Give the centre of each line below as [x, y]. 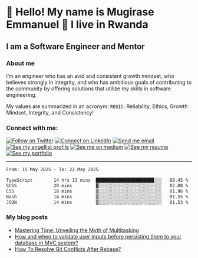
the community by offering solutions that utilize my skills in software [89, 89]
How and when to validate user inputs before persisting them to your [98, 236]
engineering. [22, 94]
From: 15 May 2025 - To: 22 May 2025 [52, 170]
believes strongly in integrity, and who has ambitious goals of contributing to [99, 82]
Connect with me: [32, 128]
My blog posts [27, 217]
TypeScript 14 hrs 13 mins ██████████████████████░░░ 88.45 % [97, 180]
